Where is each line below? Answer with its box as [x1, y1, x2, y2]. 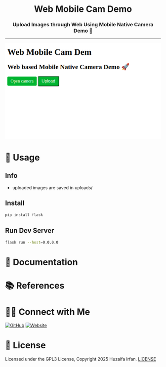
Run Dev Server [5, 226, 54, 235]
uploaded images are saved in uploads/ [12, 184, 93, 191]
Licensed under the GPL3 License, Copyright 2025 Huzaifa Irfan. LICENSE [5, 356, 157, 362]
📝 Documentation [5, 257, 78, 268]
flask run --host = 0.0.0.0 [5, 240, 58, 245]
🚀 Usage [5, 152, 40, 163]
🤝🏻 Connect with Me [5, 306, 90, 317]
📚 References [5, 280, 65, 291]
